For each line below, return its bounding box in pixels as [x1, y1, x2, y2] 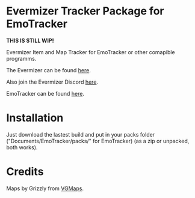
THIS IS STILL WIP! [6, 37, 54, 44]
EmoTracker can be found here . [6, 90, 84, 97]
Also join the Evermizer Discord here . [6, 78, 98, 85]
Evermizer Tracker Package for [6, 4, 164, 18]
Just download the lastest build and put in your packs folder [6, 131, 155, 138]
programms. [6, 55, 37, 62]
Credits [6, 165, 44, 179]
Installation [6, 111, 64, 125]
